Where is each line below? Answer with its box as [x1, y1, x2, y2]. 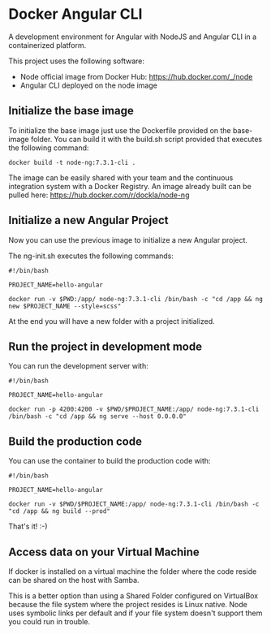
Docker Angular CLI [8, 5, 143, 24]
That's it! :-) [8, 521, 48, 532]
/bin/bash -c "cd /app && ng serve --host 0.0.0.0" [8, 412, 187, 421]
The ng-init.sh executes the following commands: [8, 251, 174, 261]
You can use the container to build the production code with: [8, 456, 211, 466]
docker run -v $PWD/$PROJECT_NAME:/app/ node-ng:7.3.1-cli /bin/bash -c [8, 500, 260, 508]
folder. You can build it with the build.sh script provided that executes [31, 134, 262, 144]
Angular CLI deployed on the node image [19, 80, 158, 90]
